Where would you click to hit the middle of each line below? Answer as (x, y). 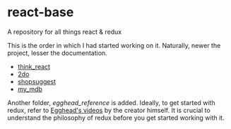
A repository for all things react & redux (65, 32)
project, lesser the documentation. (57, 53)
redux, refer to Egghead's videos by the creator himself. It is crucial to (109, 110)
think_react (34, 66)
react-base (41, 12)
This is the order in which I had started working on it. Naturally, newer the (114, 45)
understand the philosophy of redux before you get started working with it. (116, 118)
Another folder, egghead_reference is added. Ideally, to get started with (111, 102)
